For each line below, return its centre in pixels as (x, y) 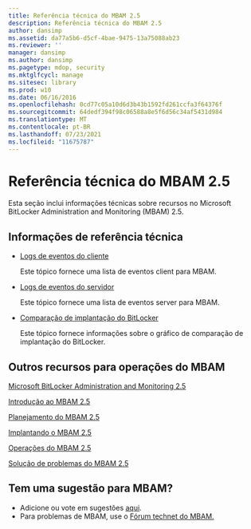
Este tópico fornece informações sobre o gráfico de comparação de (131, 334)
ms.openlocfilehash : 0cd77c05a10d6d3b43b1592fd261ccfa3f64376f (116, 105)
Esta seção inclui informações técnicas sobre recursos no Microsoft (120, 203)
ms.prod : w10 (30, 90)
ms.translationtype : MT (48, 120)
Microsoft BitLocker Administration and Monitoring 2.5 (97, 386)
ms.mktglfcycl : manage (46, 75)
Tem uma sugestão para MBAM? (91, 489)
